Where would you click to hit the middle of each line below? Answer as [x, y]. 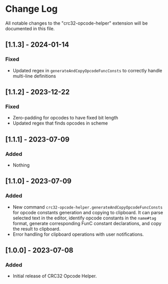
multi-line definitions [34, 76]
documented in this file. [30, 28]
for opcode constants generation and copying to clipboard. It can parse [88, 212]
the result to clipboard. [37, 229]
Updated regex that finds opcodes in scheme [60, 123]
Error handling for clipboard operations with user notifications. [78, 234]
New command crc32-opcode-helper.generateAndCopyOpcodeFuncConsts [88, 207]
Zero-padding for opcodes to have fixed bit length [65, 118]
